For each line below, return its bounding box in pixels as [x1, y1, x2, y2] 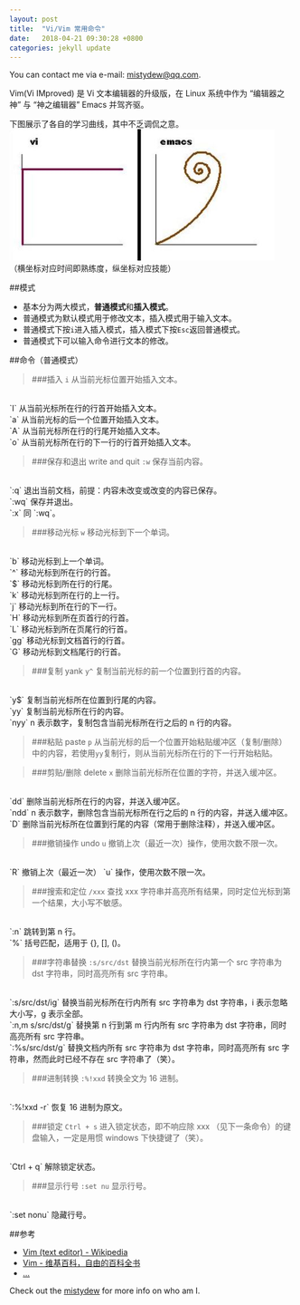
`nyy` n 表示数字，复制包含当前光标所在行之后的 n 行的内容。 [9, 717, 237, 729]
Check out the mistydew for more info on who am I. [9, 1285, 201, 1296]
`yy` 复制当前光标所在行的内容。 [9, 706, 129, 717]
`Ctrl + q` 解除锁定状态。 [9, 1161, 101, 1173]
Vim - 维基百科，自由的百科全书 [22, 1258, 141, 1269]
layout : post [9, 14, 59, 24]
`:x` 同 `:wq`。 [9, 507, 61, 518]
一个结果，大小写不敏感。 [31, 897, 127, 908]
